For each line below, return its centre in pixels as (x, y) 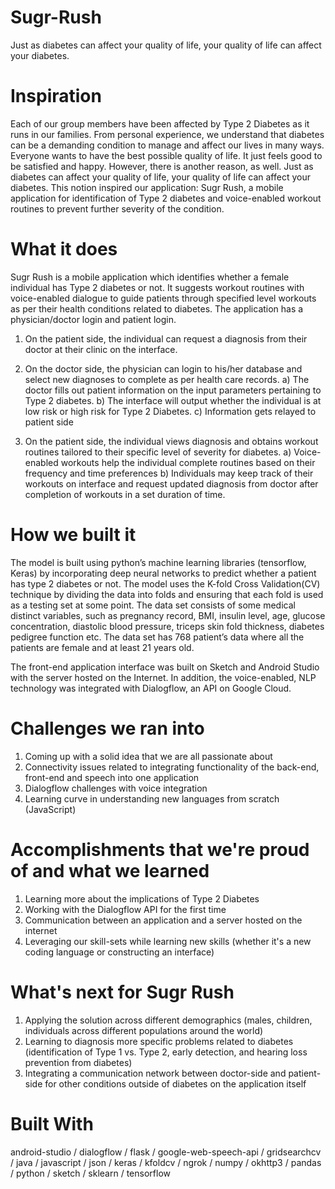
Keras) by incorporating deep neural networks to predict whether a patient (163, 573)
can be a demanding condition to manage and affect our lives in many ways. (167, 145)
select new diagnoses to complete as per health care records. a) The (167, 379)
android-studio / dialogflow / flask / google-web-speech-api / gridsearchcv (166, 1152)
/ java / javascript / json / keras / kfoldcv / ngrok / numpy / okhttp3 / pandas (166, 1162)
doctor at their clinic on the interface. (101, 349)
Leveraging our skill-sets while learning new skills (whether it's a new (168, 941)
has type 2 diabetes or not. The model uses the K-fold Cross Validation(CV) (165, 583)
